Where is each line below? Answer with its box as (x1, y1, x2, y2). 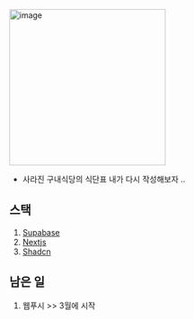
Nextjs (22, 236, 47, 247)
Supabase (22, 226, 60, 237)
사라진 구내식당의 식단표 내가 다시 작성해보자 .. (22, 174, 186, 184)
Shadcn (22, 246, 51, 257)
